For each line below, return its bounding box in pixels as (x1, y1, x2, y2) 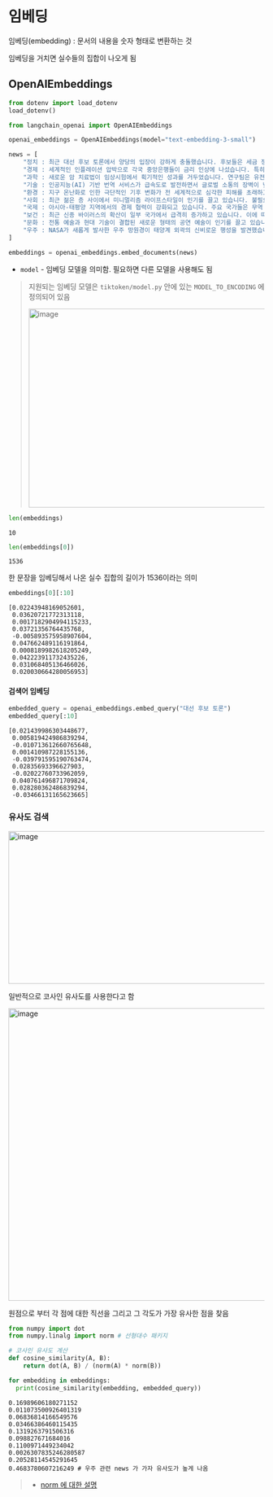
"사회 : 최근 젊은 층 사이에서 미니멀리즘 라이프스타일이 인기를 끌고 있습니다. (23, 196, 249, 204)
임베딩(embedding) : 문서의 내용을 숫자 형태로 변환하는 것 (8, 36, 193, 46)
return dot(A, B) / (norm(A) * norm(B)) (23, 1362, 162, 1370)
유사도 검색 (8, 812, 50, 823)
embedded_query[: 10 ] (8, 712, 79, 720)
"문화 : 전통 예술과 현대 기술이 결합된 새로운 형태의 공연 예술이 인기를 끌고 (23, 219, 246, 227)
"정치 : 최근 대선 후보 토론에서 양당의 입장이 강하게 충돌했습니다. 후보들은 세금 (23, 158, 258, 167)
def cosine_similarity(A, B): (8, 1355, 111, 1363)
